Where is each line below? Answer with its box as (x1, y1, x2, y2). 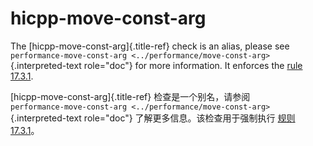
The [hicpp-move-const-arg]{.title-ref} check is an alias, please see (10, 40, 290, 52)
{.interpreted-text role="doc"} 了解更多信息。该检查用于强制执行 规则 (10, 112, 296, 124)
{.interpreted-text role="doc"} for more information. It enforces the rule (10, 59, 303, 71)
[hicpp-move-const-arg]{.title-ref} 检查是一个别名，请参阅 (10, 90, 251, 102)
